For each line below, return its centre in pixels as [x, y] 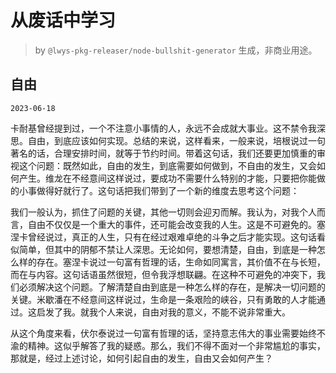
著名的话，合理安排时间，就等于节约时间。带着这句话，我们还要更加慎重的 [163, 153]
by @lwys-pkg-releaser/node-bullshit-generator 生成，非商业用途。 [176, 50]
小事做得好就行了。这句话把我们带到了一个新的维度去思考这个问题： [159, 190]
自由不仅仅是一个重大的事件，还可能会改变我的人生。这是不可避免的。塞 [176, 224]
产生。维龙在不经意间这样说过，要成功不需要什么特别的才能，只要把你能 [167, 178]
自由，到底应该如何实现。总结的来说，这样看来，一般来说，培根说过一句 [176, 140]
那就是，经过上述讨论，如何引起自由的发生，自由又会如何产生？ [141, 358]
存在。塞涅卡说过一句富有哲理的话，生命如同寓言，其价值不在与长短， [181, 262]
